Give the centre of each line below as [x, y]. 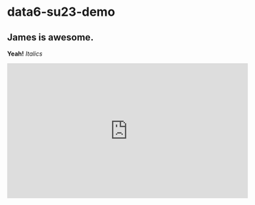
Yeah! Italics [25, 53]
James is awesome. [51, 37]
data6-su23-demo [61, 12]
